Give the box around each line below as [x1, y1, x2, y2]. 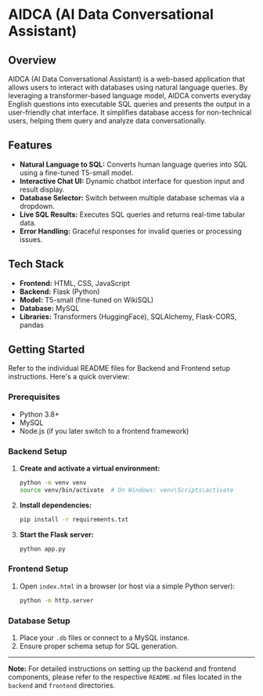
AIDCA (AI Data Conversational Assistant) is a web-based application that [8, 75, 245, 83]
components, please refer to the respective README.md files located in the [8, 672, 243, 681]
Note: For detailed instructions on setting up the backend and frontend [8, 664, 236, 673]
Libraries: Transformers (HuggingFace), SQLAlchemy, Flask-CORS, [19, 312, 237, 321]
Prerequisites [8, 391, 60, 402]
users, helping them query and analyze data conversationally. [8, 116, 207, 125]
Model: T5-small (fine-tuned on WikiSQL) [19, 295, 154, 304]
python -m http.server [19, 596, 94, 604]
